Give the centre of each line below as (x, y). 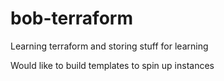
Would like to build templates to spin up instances (112, 65)
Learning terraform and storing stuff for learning (109, 46)
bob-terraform (71, 18)
